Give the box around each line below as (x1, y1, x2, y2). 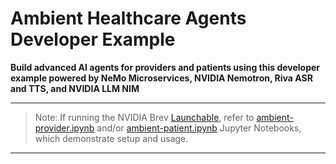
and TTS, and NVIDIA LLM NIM (10, 82, 140, 94)
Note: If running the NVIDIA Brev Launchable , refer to (34, 111, 255, 123)
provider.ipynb (34, 122, 95, 134)
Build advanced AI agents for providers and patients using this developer (10, 61, 321, 73)
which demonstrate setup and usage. (34, 132, 189, 144)
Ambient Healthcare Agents (10, 7, 247, 30)
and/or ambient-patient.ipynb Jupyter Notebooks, (96, 122, 302, 134)
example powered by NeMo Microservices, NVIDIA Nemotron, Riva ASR (10, 72, 313, 84)
